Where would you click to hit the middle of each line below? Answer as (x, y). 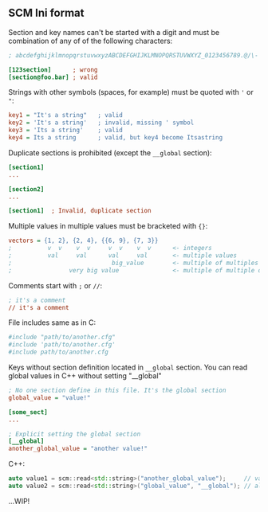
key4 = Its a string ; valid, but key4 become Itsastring (116, 138)
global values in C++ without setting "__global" (85, 376)
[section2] (26, 189)
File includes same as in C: (52, 322)
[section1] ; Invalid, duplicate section (80, 211)
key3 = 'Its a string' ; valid (66, 131)
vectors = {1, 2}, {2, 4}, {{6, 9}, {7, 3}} (83, 241)
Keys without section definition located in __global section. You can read (128, 367)
